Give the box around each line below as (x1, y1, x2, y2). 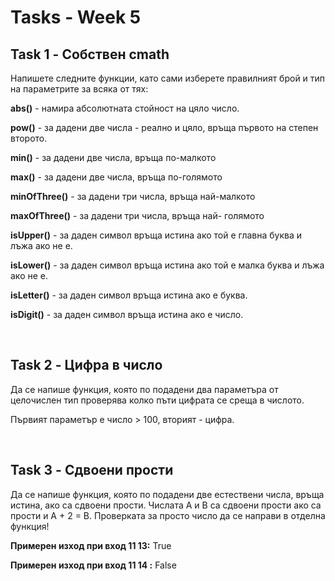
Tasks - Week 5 (10, 6, 142, 29)
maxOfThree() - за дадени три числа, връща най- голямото (10, 210, 265, 221)
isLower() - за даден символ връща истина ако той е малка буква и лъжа (10, 259, 325, 271)
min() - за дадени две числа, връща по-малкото (10, 152, 217, 163)
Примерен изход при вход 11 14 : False (10, 559, 177, 571)
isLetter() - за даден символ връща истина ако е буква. (10, 289, 248, 301)
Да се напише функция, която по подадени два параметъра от (10, 383, 279, 395)
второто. (10, 132, 48, 144)
